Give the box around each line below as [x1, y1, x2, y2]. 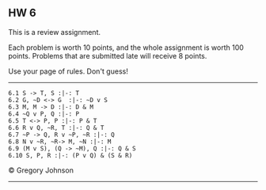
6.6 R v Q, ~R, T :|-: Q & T [8, 123, 104, 131]
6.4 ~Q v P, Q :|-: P [8, 110, 80, 118]
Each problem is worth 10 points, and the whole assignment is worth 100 [8, 43, 244, 52]
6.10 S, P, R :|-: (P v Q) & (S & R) [8, 151, 133, 159]
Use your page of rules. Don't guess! [8, 66, 128, 76]
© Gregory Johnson [8, 165, 74, 175]
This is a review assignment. [8, 27, 101, 36]
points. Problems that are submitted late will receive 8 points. [8, 51, 207, 60]
